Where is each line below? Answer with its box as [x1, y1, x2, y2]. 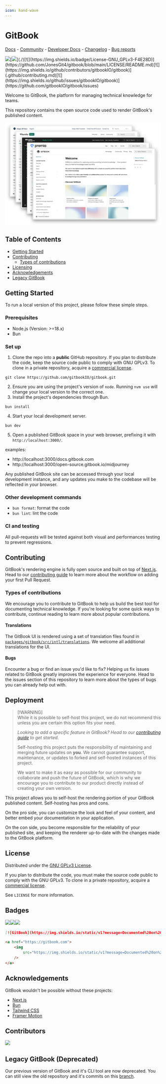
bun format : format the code [12, 505, 70, 511]
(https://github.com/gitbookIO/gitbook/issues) [5, 82, 99, 88]
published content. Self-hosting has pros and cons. [5, 800, 110, 806]
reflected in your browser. [5, 482, 58, 487]
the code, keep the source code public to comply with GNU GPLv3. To [12, 360, 155, 365]
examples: [5, 446, 26, 452]
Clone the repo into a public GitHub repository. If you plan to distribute [12, 354, 156, 360]
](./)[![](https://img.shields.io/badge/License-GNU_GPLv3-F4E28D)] [16, 56, 155, 62]
